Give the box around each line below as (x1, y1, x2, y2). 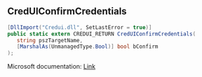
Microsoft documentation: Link (7, 62, 96, 71)
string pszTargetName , (16, 37, 83, 44)
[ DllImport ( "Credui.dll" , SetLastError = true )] (7, 24, 152, 31)
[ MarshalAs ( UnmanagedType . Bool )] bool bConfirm (16, 43, 159, 51)
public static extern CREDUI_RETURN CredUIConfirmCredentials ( (7, 31, 196, 37)
